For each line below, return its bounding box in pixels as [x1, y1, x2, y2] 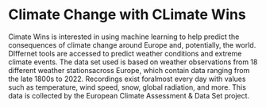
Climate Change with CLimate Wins [8, 6, 246, 24]
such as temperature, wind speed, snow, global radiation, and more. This [8, 82, 246, 92]
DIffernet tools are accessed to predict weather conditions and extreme [8, 48, 242, 58]
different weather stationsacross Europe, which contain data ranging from [8, 65, 250, 75]
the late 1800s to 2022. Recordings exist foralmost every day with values [8, 74, 246, 83]
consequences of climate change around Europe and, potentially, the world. [8, 40, 256, 49]
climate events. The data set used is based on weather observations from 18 [8, 57, 258, 67]
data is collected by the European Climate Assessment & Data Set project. [8, 91, 250, 100]
